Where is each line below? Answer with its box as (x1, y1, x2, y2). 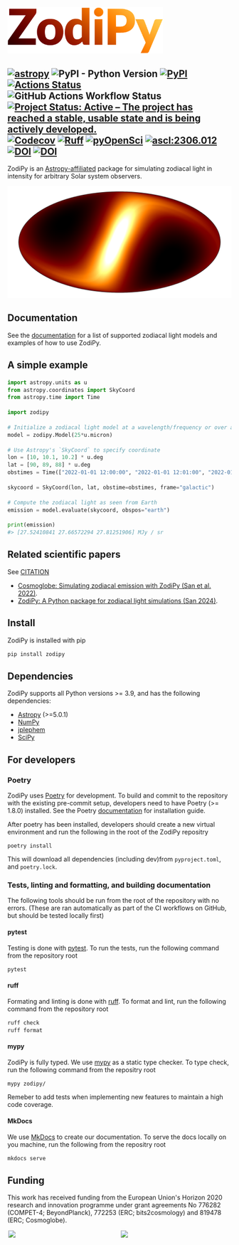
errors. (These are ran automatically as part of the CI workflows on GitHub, (7, 904, 227, 913)
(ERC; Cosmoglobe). (7, 1216, 68, 1224)
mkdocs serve (7, 1155, 46, 1162)
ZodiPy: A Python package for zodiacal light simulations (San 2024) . (17, 596, 218, 605)
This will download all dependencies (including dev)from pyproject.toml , (7, 855, 222, 864)
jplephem (17, 726, 46, 734)
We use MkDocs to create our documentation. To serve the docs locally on (7, 1133, 226, 1141)
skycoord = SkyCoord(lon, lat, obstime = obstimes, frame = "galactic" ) (7, 484, 215, 491)
